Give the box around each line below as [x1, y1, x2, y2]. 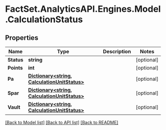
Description [103, 48, 131, 55]
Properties [5, 33, 39, 42]
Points [7, 65, 23, 71]
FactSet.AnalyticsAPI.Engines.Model [5, 3, 161, 15]
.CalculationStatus [5, 14, 83, 25]
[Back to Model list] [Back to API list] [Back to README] [5, 120, 119, 125]
